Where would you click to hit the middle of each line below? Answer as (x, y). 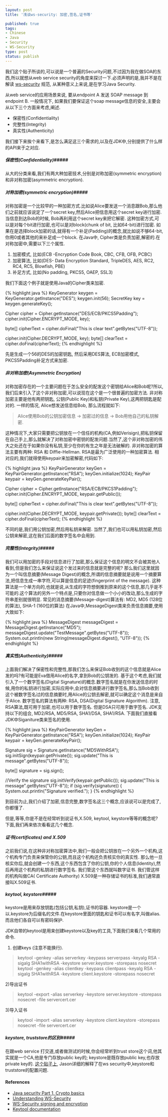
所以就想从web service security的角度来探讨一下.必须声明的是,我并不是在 (86, 78)
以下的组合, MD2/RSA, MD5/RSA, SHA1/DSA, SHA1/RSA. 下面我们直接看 (83, 713)
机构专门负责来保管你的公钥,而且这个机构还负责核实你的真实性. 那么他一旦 (86, 857)
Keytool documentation (37, 1109)
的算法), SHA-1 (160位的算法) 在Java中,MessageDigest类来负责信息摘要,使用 (84, 606)
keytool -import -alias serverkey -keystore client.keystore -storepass (89, 1020)
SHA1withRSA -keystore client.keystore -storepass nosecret (93, 974)
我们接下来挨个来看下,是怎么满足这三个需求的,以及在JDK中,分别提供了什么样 (84, 141)
